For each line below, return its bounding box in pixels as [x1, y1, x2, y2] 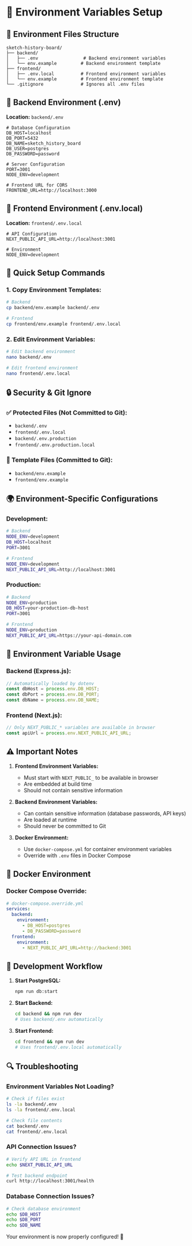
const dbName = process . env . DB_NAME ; [6, 697, 100, 703]
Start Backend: [14, 999, 53, 1007]
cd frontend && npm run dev [14, 1039, 84, 1045]
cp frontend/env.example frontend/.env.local [6, 321, 121, 327]
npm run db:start [14, 989, 58, 995]
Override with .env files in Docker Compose [23, 852, 131, 859]
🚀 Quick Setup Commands [6, 268, 105, 278]
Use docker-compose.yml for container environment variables [23, 845, 172, 852]
